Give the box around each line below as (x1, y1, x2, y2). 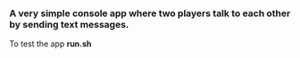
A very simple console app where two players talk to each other (9, 7, 291, 20)
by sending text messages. (9, 18, 129, 30)
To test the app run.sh (9, 38, 92, 49)
